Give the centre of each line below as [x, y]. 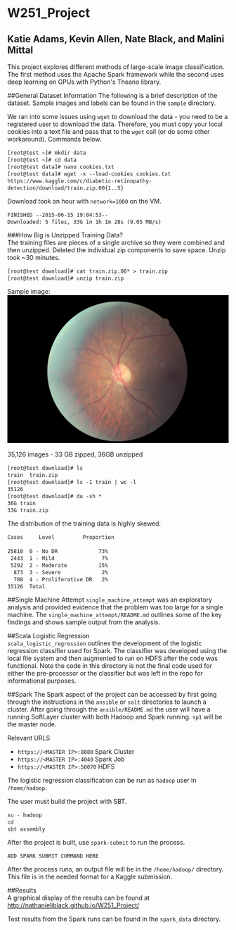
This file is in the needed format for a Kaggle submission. [90, 876]
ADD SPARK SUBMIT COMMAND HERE [53, 856]
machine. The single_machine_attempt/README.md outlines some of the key [115, 614]
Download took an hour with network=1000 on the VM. [84, 201]
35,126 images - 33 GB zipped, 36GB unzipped [75, 454]
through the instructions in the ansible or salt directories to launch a [107, 702]
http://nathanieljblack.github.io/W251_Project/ [73, 905]
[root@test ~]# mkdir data [47, 153]
